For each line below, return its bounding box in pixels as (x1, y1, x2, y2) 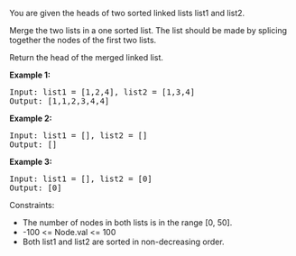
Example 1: (9, 69, 51, 80)
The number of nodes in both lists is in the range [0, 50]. (22, 217, 233, 228)
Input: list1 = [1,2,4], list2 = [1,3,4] (9, 87, 196, 97)
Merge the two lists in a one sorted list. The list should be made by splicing (9, 25, 287, 35)
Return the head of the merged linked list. (9, 52, 164, 62)
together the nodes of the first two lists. (9, 35, 157, 45)
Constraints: (9, 200, 55, 210)
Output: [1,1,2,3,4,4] (9, 96, 110, 106)
